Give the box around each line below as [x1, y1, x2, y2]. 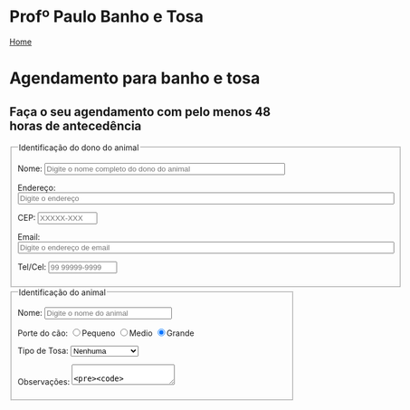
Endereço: [17, 182, 56, 193]
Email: [17, 231, 41, 242]
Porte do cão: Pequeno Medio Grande [17, 328, 195, 338]
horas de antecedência [9, 118, 142, 133]
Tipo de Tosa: [17, 346, 70, 357]
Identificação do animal [18, 287, 107, 298]
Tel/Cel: [17, 261, 47, 272]
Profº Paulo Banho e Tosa [9, 6, 204, 27]
